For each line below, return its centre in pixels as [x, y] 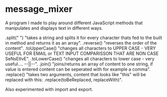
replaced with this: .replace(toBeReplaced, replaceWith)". [64, 80]
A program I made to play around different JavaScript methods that [74, 23]
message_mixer [39, 9]
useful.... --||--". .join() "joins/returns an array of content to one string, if [79, 64]
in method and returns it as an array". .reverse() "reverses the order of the [81, 43]
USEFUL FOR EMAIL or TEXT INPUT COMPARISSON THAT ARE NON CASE [82, 53]
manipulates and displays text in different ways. [54, 28]
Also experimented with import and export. [49, 89]
